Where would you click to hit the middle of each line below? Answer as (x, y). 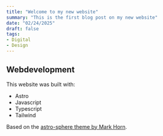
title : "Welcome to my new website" (52, 12)
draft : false (23, 29)
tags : (13, 34)
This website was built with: (41, 84)
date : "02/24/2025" (31, 23)
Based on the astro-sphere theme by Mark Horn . (67, 126)
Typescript (28, 108)
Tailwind (25, 115)
